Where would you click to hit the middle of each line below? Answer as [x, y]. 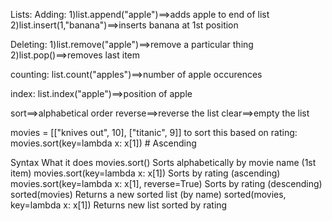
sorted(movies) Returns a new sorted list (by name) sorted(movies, [148, 194]
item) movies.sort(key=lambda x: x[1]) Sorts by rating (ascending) [145, 173]
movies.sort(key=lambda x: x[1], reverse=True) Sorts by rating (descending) [166, 183]
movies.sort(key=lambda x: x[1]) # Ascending [103, 143]
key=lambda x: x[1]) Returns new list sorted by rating [119, 205]
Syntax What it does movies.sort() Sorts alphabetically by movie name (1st [163, 162]
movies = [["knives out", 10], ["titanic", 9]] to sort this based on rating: [154, 132]
